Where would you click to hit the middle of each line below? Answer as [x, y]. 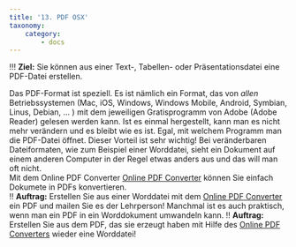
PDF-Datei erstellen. [46, 77]
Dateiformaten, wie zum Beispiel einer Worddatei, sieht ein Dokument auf [142, 150]
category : [43, 34]
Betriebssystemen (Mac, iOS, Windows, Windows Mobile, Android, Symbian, [148, 103]
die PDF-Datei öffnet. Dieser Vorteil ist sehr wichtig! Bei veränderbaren [138, 140]
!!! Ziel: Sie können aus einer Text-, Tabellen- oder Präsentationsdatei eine [144, 67]
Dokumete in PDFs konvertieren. [68, 187]
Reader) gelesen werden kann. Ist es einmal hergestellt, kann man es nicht [145, 122]
